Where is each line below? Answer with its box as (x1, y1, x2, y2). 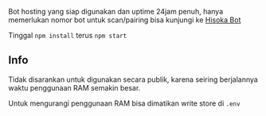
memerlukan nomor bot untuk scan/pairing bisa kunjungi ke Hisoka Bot (8, 15, 241, 25)
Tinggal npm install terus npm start (8, 31, 127, 40)
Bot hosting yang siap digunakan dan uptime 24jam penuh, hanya (8, 7, 224, 16)
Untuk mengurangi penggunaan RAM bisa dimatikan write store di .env (8, 99, 241, 108)
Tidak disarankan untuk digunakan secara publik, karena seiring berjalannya (8, 75, 259, 84)
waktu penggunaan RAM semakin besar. (8, 83, 141, 92)
